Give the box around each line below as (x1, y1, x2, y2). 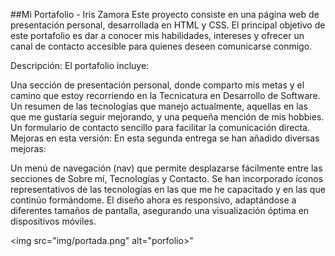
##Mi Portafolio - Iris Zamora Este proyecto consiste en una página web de (10, 9, 320, 20)
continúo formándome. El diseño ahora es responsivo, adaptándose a (10, 194, 297, 206)
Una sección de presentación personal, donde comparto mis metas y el (10, 79, 305, 91)
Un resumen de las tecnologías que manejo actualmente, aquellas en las (10, 100, 308, 112)
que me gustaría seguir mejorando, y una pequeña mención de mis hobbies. (10, 111, 325, 123)
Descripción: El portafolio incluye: (10, 60, 150, 71)
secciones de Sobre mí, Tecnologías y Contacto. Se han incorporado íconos (10, 173, 324, 184)
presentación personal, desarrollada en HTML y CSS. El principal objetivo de (10, 19, 326, 31)
